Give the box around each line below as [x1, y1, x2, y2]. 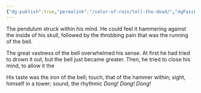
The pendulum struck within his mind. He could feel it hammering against [6, 25, 187, 32]
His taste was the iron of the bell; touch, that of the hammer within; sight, [6, 73, 186, 80]
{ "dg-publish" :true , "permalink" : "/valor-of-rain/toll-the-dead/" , [6, 8, 175, 15]
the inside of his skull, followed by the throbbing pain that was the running [6, 31, 188, 39]
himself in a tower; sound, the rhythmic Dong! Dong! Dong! [6, 80, 151, 87]
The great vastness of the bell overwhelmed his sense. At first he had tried [6, 49, 190, 57]
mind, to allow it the [6, 62, 55, 69]
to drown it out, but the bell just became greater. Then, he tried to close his [6, 55, 190, 63]
